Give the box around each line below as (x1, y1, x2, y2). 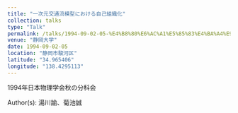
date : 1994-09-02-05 (7, 43, 69, 50)
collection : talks (7, 17, 62, 24)
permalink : (7, 30, 40, 37)
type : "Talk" (7, 23, 46, 30)
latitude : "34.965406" (7, 56, 74, 64)
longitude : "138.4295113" (7, 63, 84, 70)
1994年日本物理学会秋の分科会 (7, 83, 97, 92)
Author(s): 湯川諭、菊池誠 (7, 98, 83, 107)
